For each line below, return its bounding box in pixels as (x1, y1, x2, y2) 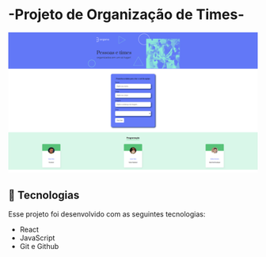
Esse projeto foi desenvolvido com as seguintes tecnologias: (8, 209, 206, 219)
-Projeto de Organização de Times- (8, 6, 245, 24)
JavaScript (19, 233, 55, 243)
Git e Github (19, 242, 59, 251)
